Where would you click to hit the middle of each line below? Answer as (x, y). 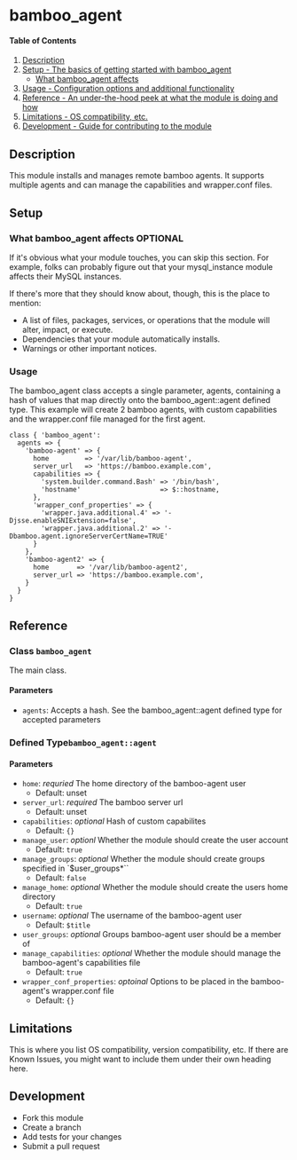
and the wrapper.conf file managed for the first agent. (107, 419)
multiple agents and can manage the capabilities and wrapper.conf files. (141, 185)
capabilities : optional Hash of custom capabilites (114, 821)
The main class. (38, 670)
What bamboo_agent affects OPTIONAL (97, 238)
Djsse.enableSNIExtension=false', (73, 521)
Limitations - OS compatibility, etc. (85, 117)
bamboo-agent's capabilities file (81, 963)
